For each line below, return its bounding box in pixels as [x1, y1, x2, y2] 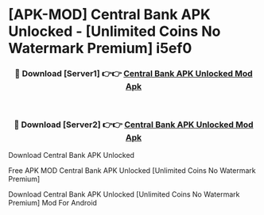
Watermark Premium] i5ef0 [8, 40, 192, 57]
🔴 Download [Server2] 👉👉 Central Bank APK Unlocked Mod [14, 119, 254, 130]
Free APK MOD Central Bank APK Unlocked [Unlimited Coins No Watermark [8, 165, 256, 175]
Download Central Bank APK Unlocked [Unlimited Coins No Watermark [8, 189, 240, 199]
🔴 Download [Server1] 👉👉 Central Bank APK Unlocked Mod [14, 68, 253, 79]
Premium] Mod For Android [8, 198, 98, 207]
